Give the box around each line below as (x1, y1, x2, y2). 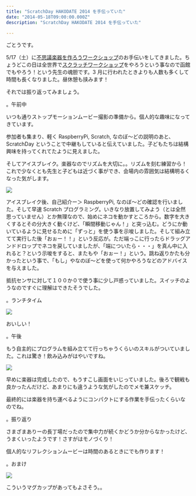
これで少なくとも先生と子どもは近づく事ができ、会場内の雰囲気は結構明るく (6, 168, 190, 175)
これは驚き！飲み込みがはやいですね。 (16, 353, 109, 360)
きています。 (6, 121, 37, 128)
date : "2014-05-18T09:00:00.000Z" (6, 14, 91, 20)
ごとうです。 (6, 42, 37, 49)
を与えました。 (6, 265, 42, 272)
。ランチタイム (6, 297, 42, 304)
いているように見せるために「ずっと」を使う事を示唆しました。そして (6, 228, 176, 235)
